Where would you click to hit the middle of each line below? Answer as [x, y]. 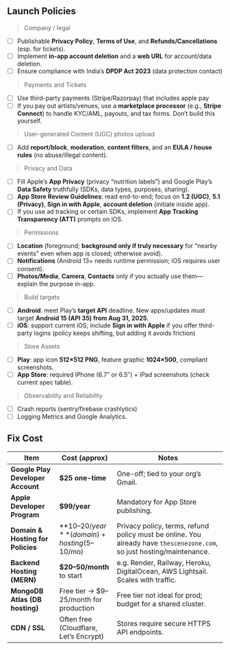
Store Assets [42, 346]
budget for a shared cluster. [162, 603]
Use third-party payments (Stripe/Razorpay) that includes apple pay [113, 98]
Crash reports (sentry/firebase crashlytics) [77, 409]
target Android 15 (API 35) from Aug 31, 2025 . [83, 318]
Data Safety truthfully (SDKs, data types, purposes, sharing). [103, 189]
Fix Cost [25, 439]
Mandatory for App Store [157, 501]
